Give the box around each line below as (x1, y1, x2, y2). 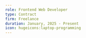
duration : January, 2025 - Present (5, 21, 79, 26)
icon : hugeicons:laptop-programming (5, 26, 81, 31)
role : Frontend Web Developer (5, 7, 68, 12)
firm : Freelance (5, 16, 39, 21)
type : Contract (5, 12, 37, 17)
